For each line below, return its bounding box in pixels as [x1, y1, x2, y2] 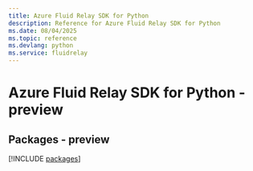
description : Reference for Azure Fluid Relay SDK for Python [8, 19, 221, 27]
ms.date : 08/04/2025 [8, 26, 78, 35]
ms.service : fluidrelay [8, 49, 88, 57]
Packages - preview [8, 132, 110, 146]
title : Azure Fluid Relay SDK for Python [8, 11, 149, 20]
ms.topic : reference [8, 34, 78, 43]
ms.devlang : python [8, 42, 74, 50]
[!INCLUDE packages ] [8, 154, 81, 163]
